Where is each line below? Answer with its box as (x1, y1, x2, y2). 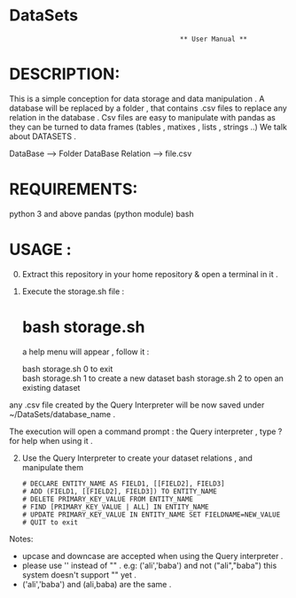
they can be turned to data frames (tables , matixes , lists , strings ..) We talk (9, 121, 288, 132)
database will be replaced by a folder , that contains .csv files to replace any (9, 103, 288, 113)
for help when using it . (9, 435, 93, 446)
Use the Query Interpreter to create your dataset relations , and (21, 453, 253, 463)
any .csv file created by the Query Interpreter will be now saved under (9, 400, 265, 410)
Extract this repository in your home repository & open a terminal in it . (21, 268, 279, 279)
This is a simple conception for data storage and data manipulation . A (9, 93, 265, 104)
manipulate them (21, 462, 84, 472)
